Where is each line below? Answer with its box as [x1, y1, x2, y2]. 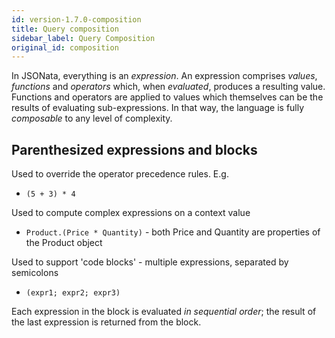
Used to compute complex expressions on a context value [11, 207, 251, 219]
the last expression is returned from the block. [11, 316, 202, 328]
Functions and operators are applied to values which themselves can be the [11, 91, 324, 103]
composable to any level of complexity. [11, 112, 173, 125]
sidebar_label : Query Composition [11, 33, 156, 43]
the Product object [25, 237, 103, 249]
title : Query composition [11, 24, 119, 34]
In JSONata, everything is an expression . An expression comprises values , [11, 70, 318, 82]
